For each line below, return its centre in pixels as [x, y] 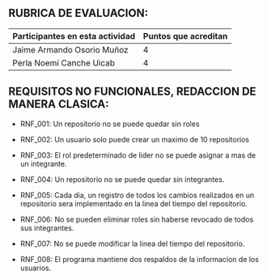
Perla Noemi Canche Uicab [64, 62]
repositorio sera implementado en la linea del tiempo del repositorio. [134, 203]
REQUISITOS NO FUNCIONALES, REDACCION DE [132, 92]
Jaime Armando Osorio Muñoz [70, 49]
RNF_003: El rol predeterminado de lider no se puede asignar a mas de [138, 155]
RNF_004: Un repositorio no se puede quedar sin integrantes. [122, 179]
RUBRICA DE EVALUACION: [78, 13]
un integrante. [43, 163]
